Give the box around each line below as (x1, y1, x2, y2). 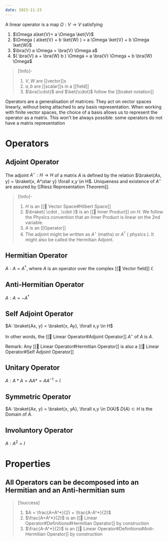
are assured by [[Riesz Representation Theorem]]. (5, 184, 110, 190)
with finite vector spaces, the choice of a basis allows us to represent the (5, 109, 158, 115)
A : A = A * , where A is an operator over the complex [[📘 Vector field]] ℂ (5, 265, 154, 272)
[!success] (17, 499, 40, 505)
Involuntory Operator (5, 426, 73, 435)
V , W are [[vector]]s (25, 78, 67, 84)
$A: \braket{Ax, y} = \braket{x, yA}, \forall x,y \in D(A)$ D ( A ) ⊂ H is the (5, 406, 153, 412)
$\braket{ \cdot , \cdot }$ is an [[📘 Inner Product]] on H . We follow (25, 208, 163, 214)
